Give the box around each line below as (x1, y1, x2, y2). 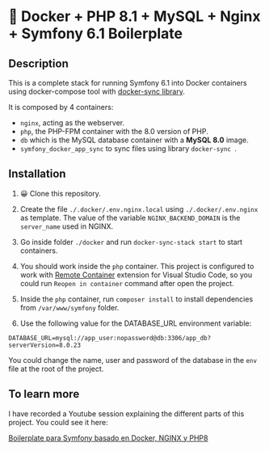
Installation (8, 167, 66, 181)
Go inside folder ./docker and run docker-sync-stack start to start (19, 237, 243, 247)
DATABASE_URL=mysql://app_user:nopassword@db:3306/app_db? (8, 334, 212, 342)
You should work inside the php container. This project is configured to (19, 261, 254, 271)
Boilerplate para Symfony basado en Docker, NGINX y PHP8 (8, 432, 208, 443)
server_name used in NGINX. (19, 221, 114, 231)
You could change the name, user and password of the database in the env (8, 355, 257, 365)
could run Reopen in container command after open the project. (19, 278, 234, 288)
